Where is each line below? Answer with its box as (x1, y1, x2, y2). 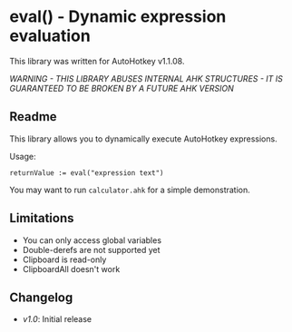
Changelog (9, 289, 73, 305)
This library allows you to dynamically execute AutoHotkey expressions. (9, 133, 278, 144)
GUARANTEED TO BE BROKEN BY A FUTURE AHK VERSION (9, 83, 234, 93)
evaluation (9, 25, 91, 46)
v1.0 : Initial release (22, 314, 92, 325)
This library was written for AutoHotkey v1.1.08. (9, 55, 185, 66)
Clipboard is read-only (22, 254, 107, 265)
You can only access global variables (22, 234, 161, 246)
